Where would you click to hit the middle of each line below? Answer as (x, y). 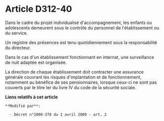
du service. (16, 33)
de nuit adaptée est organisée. (36, 62)
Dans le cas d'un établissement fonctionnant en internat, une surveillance (80, 57)
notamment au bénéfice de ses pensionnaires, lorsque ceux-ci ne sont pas (81, 82)
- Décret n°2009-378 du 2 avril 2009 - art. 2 (58, 114)
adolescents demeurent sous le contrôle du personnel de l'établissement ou (82, 27)
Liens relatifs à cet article (32, 97)
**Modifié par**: (23, 106)
